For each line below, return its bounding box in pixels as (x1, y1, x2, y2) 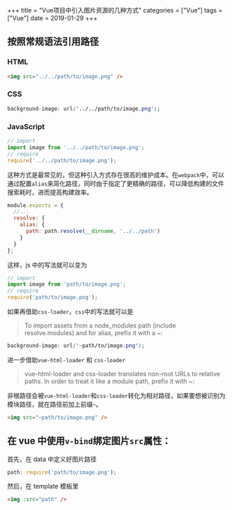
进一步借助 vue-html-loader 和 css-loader (7, 355, 125, 364)
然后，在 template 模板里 (7, 482, 79, 490)
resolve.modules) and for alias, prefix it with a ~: (24, 329, 163, 337)
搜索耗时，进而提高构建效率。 (7, 187, 93, 196)
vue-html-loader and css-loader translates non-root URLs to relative (24, 369, 221, 378)
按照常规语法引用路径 (7, 36, 99, 47)
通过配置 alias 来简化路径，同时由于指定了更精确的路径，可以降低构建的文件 (7, 179, 224, 187)
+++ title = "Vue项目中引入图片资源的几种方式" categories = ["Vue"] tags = (7, 6, 223, 14)
